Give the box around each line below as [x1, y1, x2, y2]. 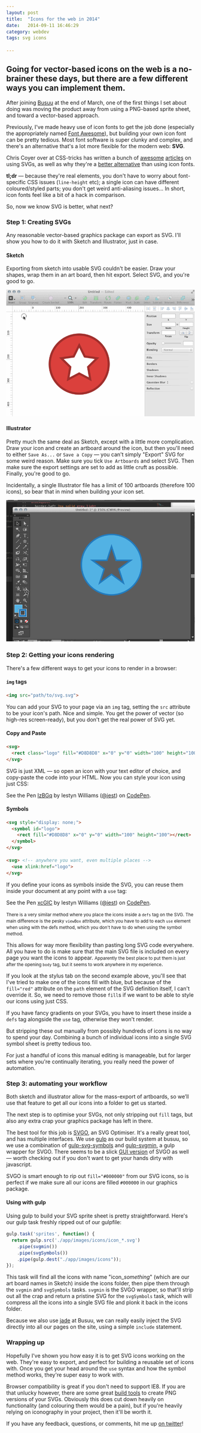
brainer [6, 74, 34, 84]
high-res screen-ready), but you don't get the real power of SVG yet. [6, 716, 175, 723]
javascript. [6, 1161, 32, 1168]
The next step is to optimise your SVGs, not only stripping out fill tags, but [6, 1111, 193, 1118]
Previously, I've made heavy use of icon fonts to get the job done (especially [6, 123, 194, 130]
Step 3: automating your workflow [6, 1079, 108, 1087]
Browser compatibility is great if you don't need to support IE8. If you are [6, 1383, 185, 1390]
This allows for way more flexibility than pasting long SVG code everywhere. [6, 941, 194, 948]
